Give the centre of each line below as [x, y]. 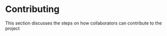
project [13, 28]
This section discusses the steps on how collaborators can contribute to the [83, 23]
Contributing [32, 9]
